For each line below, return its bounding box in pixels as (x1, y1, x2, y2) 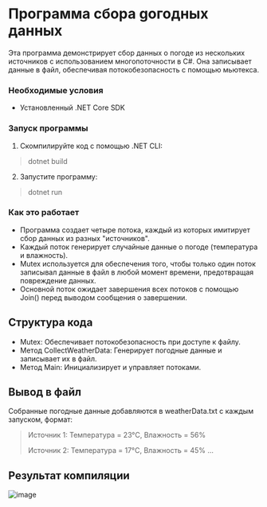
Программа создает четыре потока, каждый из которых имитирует (19, 224, 251, 235)
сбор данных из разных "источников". (19, 233, 150, 243)
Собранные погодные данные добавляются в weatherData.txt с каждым (8, 407, 253, 416)
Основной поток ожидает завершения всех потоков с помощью (19, 284, 239, 294)
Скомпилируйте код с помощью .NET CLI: (19, 141, 163, 150)
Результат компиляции (8, 469, 130, 482)
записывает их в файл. (19, 353, 97, 363)
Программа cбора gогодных (8, 5, 209, 23)
